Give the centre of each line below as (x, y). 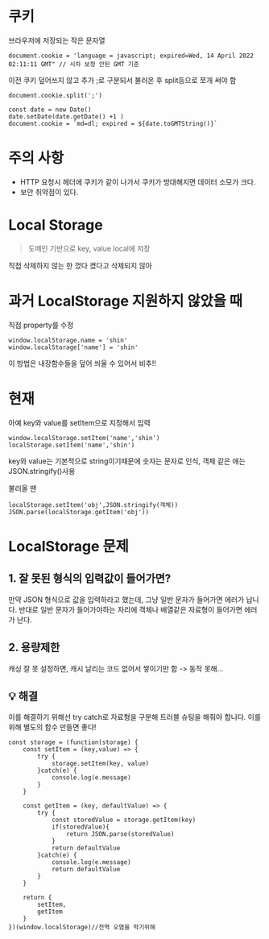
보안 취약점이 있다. (49, 192)
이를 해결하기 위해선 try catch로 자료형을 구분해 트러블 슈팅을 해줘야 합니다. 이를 (135, 717)
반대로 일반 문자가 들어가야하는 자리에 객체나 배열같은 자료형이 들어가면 (131, 609)
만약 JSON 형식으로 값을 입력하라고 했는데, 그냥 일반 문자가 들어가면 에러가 (126, 599)
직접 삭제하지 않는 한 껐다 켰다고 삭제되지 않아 (81, 265)
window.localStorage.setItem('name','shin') (84, 438)
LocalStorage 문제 (68, 546)
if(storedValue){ (81, 827)
